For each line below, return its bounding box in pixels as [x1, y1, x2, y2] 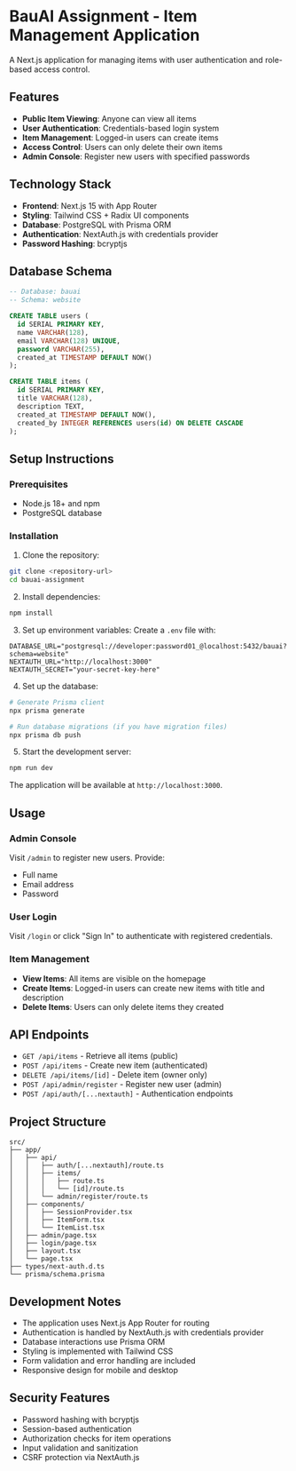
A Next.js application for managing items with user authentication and [9, 54, 263, 65]
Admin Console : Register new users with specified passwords [21, 151, 251, 162]
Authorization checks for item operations [21, 1433, 172, 1443]
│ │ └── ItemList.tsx [9, 1223, 105, 1232]
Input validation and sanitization [21, 1442, 139, 1453]
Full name [21, 870, 58, 880]
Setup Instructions [9, 451, 114, 466]
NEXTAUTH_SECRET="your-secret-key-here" [9, 664, 161, 674]
